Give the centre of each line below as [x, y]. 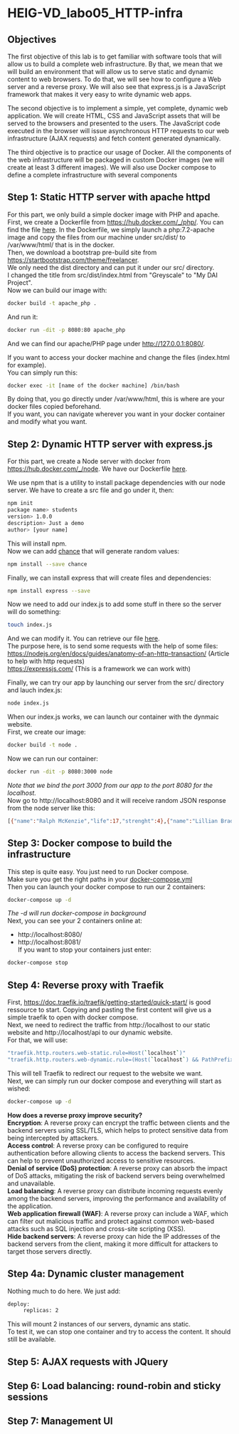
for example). [27, 365]
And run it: [23, 317]
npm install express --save [49, 591]
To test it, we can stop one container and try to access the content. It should [119, 1332]
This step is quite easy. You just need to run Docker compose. [98, 871]
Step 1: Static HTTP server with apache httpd [109, 197]
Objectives [32, 40]
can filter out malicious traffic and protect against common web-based [111, 1221]
